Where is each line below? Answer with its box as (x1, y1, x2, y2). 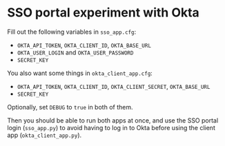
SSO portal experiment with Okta (7, 5, 200, 21)
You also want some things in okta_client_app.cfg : (7, 69, 153, 77)
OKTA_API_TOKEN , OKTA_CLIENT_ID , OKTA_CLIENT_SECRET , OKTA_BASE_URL (17, 82, 211, 90)
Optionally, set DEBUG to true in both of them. (7, 103, 133, 111)
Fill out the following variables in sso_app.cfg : (7, 28, 137, 36)
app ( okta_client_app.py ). (7, 131, 82, 139)
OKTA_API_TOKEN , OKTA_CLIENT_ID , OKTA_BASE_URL (17, 41, 152, 49)
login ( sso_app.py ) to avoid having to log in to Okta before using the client (7, 123, 215, 132)
